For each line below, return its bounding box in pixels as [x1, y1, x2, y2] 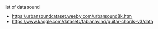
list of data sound [4, 4, 40, 10]
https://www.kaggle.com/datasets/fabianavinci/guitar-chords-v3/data [11, 19, 153, 24]
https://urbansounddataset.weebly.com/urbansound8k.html [11, 14, 133, 19]
